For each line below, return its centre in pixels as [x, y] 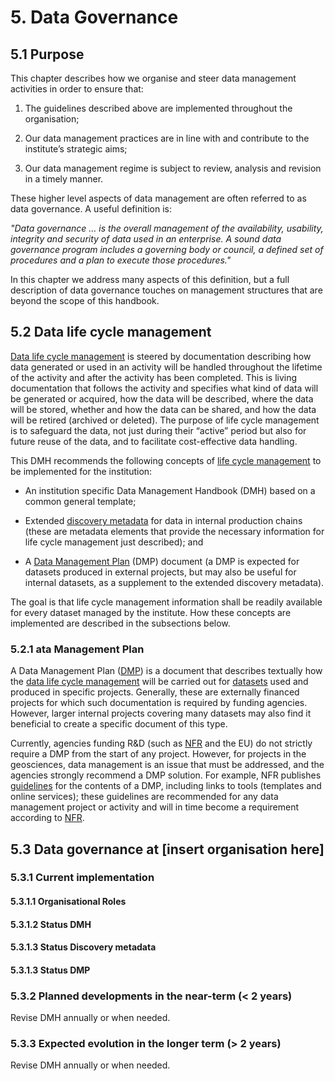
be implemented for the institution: [81, 471]
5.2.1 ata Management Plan [77, 649]
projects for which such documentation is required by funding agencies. [159, 703]
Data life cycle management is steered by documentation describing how [161, 356]
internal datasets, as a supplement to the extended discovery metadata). [174, 582]
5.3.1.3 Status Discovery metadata [83, 947]
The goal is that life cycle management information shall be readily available [166, 602]
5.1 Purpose [47, 54]
